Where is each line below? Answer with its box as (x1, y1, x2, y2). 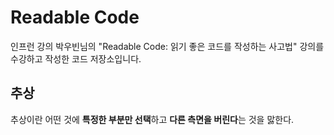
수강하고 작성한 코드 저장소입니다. (10, 52, 142, 65)
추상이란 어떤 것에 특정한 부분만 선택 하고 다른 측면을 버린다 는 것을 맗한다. (10, 113, 295, 125)
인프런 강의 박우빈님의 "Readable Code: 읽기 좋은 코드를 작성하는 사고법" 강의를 (10, 40, 325, 52)
